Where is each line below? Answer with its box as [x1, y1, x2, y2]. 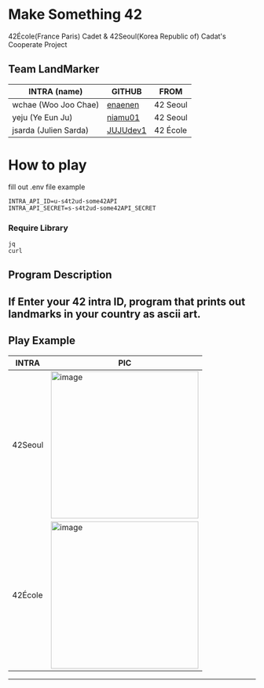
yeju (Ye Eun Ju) [12, 112, 73, 123]
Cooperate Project [8, 39, 68, 49]
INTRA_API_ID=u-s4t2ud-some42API [8, 197, 118, 205]
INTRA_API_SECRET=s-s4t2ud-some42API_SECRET [8, 204, 156, 212]
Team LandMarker [8, 63, 100, 76]
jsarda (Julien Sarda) [12, 124, 89, 135]
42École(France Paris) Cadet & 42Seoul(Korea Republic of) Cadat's [8, 31, 226, 41]
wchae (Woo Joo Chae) [12, 99, 100, 110]
